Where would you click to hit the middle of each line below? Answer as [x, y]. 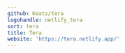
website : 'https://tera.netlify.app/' [64, 39]
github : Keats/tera [36, 13]
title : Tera [24, 33]
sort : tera [23, 26]
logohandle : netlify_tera [45, 20]
